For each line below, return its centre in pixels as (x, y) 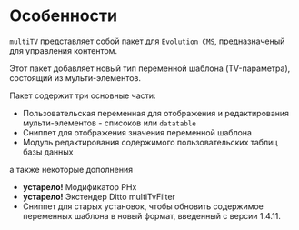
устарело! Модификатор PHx (80, 186)
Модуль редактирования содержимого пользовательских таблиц (150, 142)
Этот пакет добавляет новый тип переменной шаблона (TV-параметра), (150, 68)
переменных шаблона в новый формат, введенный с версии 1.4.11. (152, 215)
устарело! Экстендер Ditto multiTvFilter (99, 196)
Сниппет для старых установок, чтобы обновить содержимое (143, 206)
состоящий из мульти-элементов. (75, 77)
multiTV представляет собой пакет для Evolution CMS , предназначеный (147, 41)
